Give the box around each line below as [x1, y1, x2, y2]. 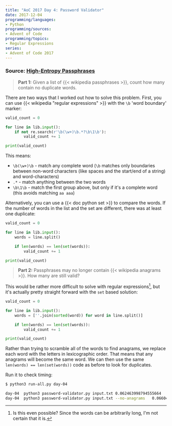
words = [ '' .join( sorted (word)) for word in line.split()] [14, 313, 143, 318]
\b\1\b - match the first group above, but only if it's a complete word [12, 184, 158, 190]
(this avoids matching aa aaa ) [12, 190, 75, 196]
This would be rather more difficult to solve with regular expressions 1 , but [5, 283, 160, 290]
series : [5, 46, 22, 51]
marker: [5, 105, 22, 111]
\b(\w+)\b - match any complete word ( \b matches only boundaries [12, 163, 155, 169]
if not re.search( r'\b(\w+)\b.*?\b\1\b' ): [14, 129, 106, 134]
